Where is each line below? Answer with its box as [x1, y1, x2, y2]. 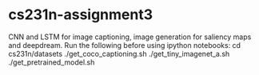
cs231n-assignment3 [8, 6, 153, 24]
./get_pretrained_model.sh [8, 57, 95, 67]
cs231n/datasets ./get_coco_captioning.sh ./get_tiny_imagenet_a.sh [8, 49, 230, 58]
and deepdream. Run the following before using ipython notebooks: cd [8, 40, 241, 49]
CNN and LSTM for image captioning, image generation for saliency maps [8, 32, 252, 41]
